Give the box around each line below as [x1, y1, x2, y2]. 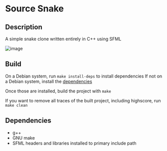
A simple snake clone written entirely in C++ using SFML [5, 36, 122, 42]
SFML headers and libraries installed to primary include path [12, 140, 137, 146]
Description [5, 23, 42, 31]
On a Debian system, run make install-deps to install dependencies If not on [5, 73, 163, 79]
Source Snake [5, 3, 64, 14]
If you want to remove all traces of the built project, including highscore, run [5, 97, 161, 103]
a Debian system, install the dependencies [5, 78, 92, 84]
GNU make [12, 135, 35, 141]
